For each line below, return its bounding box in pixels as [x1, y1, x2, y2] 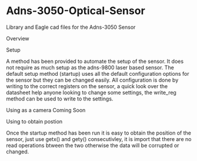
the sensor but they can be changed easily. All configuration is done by [6, 76, 179, 83]
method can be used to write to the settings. [6, 95, 113, 102]
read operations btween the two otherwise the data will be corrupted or [6, 142, 179, 149]
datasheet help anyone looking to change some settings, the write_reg [6, 89, 176, 96]
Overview [6, 35, 29, 42]
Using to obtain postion [6, 118, 63, 125]
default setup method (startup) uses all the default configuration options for [6, 70, 189, 77]
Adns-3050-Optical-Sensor [6, 4, 145, 18]
